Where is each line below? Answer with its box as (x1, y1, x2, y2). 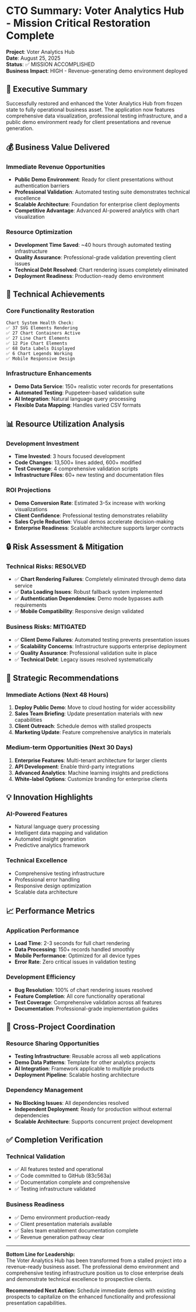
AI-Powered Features (6, 810, 68, 818)
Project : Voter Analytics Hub (6, 48, 75, 55)
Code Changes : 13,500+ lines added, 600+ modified (14, 459, 142, 466)
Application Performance (6, 926, 79, 934)
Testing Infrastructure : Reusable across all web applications (14, 1053, 161, 1060)
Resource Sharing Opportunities (6, 1039, 100, 1048)
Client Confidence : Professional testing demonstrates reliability (14, 512, 168, 519)
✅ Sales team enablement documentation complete (14, 1227, 139, 1234)
